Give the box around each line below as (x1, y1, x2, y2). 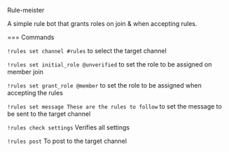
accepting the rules (7, 89, 63, 97)
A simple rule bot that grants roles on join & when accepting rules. (7, 20, 197, 27)
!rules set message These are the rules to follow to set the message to (7, 102, 222, 111)
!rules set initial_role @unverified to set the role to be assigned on (7, 60, 212, 69)
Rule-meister (7, 6, 45, 14)
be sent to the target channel (7, 110, 91, 118)
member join (7, 68, 44, 76)
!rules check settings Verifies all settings (7, 123, 130, 132)
